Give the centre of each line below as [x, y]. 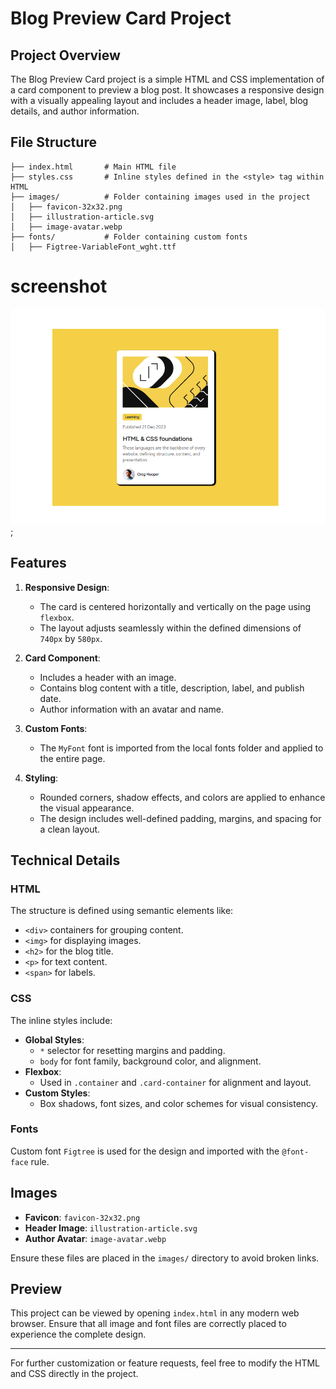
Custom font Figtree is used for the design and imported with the [145, 1151]
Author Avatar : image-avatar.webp [95, 1238]
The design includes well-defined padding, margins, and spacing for [180, 818]
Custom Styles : [57, 1093]
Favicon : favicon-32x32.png [82, 1217]
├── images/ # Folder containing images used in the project [160, 197]
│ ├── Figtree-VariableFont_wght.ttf [93, 247]
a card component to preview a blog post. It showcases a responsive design [167, 90]
